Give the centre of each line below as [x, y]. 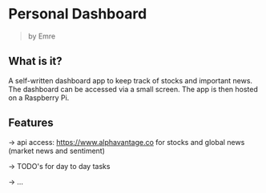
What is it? [35, 61]
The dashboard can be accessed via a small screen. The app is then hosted [133, 89]
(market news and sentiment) [57, 151]
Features [31, 123]
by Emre [42, 36]
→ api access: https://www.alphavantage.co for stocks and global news [127, 142]
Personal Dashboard [78, 14]
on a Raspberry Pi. [39, 98]
